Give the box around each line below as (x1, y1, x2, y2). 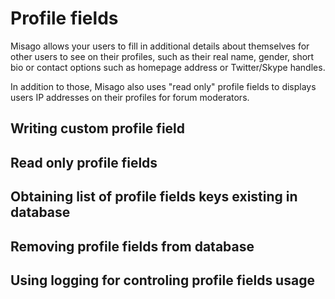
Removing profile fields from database (10, 238, 255, 255)
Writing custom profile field (10, 120, 186, 137)
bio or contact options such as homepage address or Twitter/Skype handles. (10, 61, 326, 73)
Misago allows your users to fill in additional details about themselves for (10, 40, 310, 52)
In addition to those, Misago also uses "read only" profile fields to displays (10, 80, 317, 92)
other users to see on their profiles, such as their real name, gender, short (10, 50, 315, 62)
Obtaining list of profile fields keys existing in (10, 188, 298, 206)
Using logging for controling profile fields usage (10, 272, 315, 289)
